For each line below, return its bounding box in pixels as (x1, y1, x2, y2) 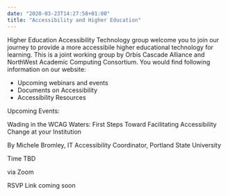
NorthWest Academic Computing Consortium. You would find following (7, 57, 211, 66)
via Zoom (7, 168, 34, 176)
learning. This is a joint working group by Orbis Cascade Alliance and (7, 50, 205, 59)
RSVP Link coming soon (7, 181, 76, 189)
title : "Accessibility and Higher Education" (7, 17, 141, 24)
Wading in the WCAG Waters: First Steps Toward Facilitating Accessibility (7, 120, 217, 128)
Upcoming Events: (7, 107, 60, 115)
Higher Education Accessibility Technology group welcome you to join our (7, 35, 220, 44)
